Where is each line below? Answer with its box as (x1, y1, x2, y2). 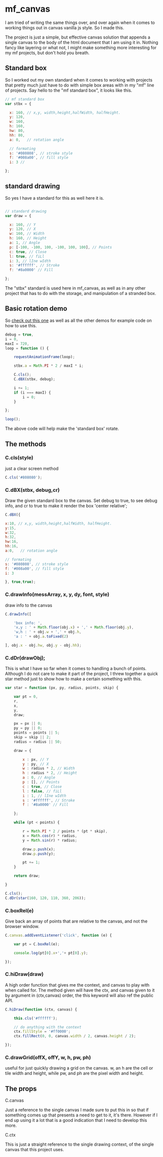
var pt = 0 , (14, 694, 38, 699)
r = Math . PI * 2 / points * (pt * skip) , (22, 829, 108, 834)
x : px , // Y (22, 757, 49, 762)
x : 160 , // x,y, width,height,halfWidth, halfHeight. (9, 110, 121, 115)
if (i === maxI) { (14, 390, 51, 395)
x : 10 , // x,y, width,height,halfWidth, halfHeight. (5, 521, 112, 526)
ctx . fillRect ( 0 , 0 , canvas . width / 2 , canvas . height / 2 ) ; (14, 1034, 136, 1039)
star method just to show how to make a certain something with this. (5, 676, 142, 682)
